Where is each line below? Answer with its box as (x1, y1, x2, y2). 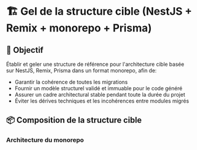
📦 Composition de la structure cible (6, 115, 142, 125)
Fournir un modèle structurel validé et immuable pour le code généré (14, 85, 183, 92)
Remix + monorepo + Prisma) (6, 21, 152, 35)
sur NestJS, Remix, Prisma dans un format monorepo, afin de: (6, 67, 157, 74)
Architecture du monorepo (6, 136, 84, 144)
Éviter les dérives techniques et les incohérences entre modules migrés (14, 97, 189, 104)
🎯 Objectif (6, 45, 44, 55)
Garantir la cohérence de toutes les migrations (14, 78, 128, 85)
